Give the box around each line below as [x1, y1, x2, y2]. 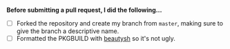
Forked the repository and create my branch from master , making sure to [16, 19, 224, 27]
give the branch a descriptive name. [16, 27, 119, 35]
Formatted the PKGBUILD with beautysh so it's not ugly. [16, 35, 175, 43]
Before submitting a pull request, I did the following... [6, 6, 162, 14]
